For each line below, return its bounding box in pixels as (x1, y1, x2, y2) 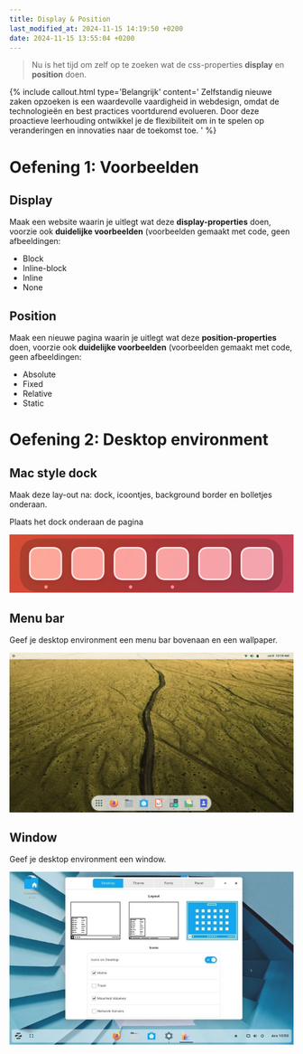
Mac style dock (9, 466, 97, 481)
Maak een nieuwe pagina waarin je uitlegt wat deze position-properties (9, 333, 277, 343)
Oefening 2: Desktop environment (9, 429, 269, 450)
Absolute (22, 369, 57, 380)
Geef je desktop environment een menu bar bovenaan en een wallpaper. (9, 635, 278, 645)
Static (22, 398, 45, 409)
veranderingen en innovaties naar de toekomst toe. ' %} (9, 125, 217, 136)
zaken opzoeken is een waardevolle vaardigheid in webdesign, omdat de (9, 96, 280, 108)
